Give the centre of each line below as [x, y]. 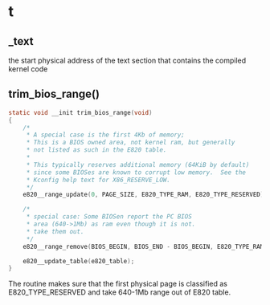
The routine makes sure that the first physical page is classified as [118, 284]
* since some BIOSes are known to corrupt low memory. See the [136, 172]
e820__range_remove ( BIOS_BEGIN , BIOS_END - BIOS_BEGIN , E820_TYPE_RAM [143, 246]
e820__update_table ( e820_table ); [79, 261]
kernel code [28, 69]
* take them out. [55, 231]
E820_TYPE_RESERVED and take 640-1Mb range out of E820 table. [120, 292]
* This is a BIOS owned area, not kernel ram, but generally [131, 143]
